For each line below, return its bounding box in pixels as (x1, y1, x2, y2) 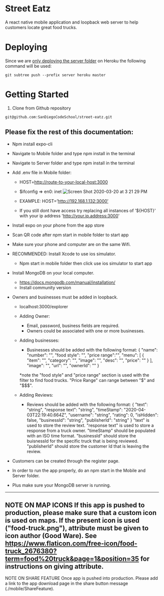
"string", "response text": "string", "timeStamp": (26, 406, 123, 412)
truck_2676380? (5, 547, 57, 555)
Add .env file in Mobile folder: (12, 169, 72, 175)
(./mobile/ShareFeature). (5, 586, 55, 592)
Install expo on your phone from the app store (12, 222, 104, 228)
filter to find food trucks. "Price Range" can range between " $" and (19, 377, 155, 383)
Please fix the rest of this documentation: (5, 128, 134, 136)
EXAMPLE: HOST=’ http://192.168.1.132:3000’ (19, 198, 109, 204)
